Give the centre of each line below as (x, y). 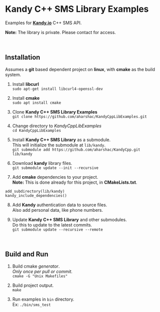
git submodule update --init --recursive (55, 168)
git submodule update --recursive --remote (58, 230)
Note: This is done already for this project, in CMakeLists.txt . (75, 182)
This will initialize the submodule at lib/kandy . (59, 145)
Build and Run (27, 254)
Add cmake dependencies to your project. (55, 177)
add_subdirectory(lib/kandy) (35, 191)
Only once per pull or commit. (42, 271)
